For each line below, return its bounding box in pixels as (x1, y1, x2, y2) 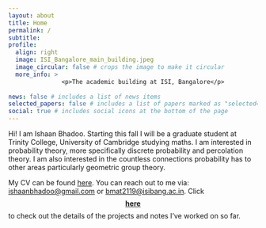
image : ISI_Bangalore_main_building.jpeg (15, 56, 154, 64)
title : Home (8, 19, 47, 27)
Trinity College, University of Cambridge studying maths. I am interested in (8, 138, 252, 146)
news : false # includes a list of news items (8, 93, 161, 101)
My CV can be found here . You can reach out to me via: (8, 178, 190, 187)
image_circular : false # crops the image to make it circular (15, 63, 225, 71)
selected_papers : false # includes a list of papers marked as (8, 100, 222, 108)
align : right (15, 48, 59, 56)
